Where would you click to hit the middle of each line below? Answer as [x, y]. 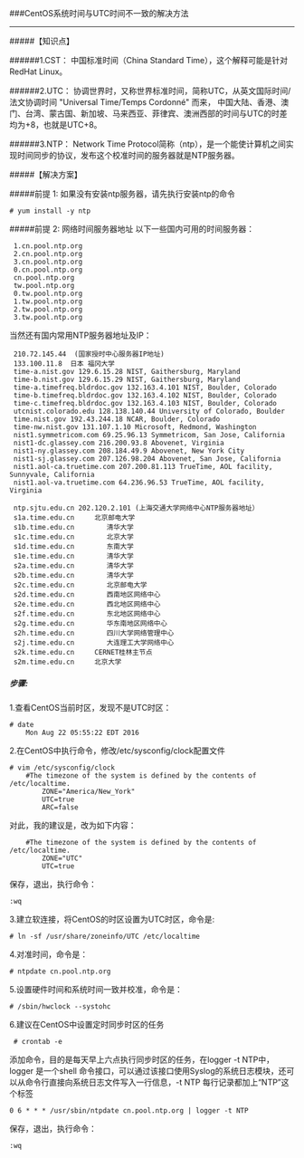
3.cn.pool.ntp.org [48, 262]
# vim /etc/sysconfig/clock [62, 768]
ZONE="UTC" [62, 858]
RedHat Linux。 [38, 72]
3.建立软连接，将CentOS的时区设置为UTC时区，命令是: [112, 919]
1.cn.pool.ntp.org [48, 246]
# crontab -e [38, 1041]
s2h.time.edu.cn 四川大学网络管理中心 [94, 633]
